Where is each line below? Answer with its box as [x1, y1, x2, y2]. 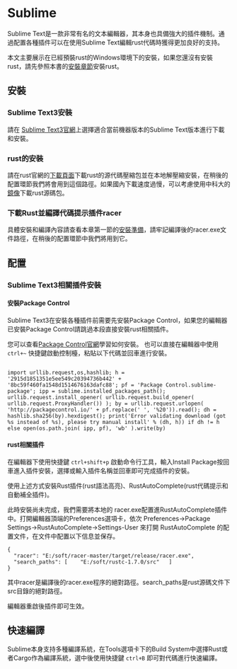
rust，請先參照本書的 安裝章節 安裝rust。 [7, 62, 124, 70]
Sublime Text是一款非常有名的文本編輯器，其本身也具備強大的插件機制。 [7, 29, 219, 38]
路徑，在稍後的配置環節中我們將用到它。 [13, 234, 132, 243]
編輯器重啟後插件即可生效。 [7, 602, 88, 610]
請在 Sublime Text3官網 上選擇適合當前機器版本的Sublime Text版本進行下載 [7, 125, 225, 134]
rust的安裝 [7, 154, 44, 164]
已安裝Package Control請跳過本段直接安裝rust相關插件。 [7, 324, 173, 333]
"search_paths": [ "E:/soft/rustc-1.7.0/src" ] [13, 558, 173, 566]
